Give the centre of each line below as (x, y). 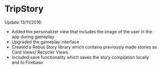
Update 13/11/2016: (23, 22)
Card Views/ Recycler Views (40, 52)
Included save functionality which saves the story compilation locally (80, 57)
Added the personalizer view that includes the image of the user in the (82, 31)
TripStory (24, 9)
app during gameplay (33, 37)
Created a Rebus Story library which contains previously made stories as (84, 47)
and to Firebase (27, 62)
